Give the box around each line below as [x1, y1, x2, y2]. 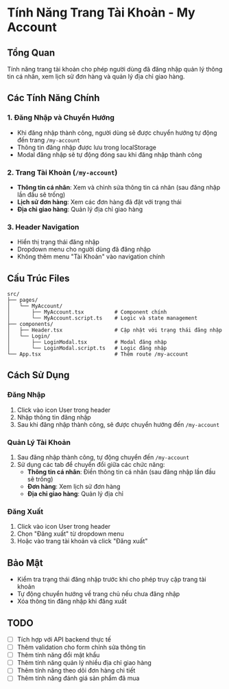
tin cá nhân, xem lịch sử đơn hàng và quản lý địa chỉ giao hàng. [7, 72, 185, 80]
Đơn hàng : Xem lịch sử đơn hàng [27, 483, 121, 491]
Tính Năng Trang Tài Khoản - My [7, 5, 195, 21]
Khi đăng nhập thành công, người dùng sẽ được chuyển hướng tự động [16, 129, 217, 137]
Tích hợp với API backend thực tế [16, 635, 112, 644]
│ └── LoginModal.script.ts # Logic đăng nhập [7, 345, 167, 352]
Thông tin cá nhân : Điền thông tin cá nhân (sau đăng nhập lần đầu [27, 468, 216, 476]
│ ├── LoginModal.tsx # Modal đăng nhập [7, 339, 167, 346]
